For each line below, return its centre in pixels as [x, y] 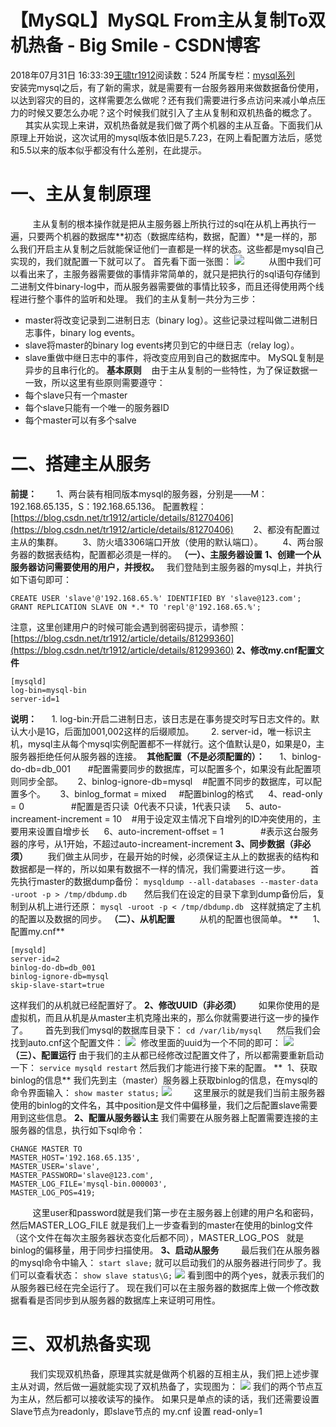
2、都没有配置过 [286, 529]
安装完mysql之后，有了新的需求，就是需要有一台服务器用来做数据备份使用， [167, 87]
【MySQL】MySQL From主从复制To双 [168, 20]
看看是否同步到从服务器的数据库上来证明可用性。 [119, 1300]
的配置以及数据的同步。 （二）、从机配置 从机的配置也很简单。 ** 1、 [168, 918]
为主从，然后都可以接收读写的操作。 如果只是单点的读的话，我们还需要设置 [165, 1398]
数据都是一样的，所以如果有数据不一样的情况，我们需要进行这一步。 [150, 868]
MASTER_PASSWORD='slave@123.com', [82, 1175]
